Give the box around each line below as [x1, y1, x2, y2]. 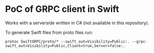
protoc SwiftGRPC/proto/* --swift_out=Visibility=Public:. [5, 39, 130, 44]
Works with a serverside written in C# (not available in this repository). [5, 20, 149, 26]
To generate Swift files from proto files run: [5, 29, 93, 35]
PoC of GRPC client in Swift [5, 3, 119, 15]
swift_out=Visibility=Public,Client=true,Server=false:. [5, 43, 126, 48]
